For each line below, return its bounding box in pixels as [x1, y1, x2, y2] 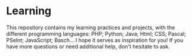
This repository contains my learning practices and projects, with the [6, 24, 175, 31]
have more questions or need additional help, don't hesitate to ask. [6, 43, 171, 50]
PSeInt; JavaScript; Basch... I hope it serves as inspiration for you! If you [6, 36, 184, 43]
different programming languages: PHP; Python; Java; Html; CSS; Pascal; [6, 30, 187, 37]
